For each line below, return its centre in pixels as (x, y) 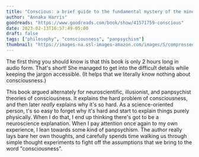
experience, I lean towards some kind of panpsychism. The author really (94, 129)
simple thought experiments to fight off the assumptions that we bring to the (99, 142)
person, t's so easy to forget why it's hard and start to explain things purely (98, 111)
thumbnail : (20, 45)
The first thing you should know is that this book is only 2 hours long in (92, 61)
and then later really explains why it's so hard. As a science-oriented (90, 104)
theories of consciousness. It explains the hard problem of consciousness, (97, 98)
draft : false (22, 34)
